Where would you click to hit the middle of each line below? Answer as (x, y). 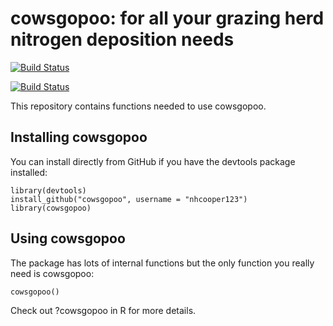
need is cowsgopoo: (52, 273)
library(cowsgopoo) (51, 208)
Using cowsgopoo (68, 238)
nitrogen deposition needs (122, 39)
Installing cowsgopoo (79, 137)
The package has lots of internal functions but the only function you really (162, 263)
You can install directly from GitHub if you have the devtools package (153, 161)
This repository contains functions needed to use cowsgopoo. (138, 106)
